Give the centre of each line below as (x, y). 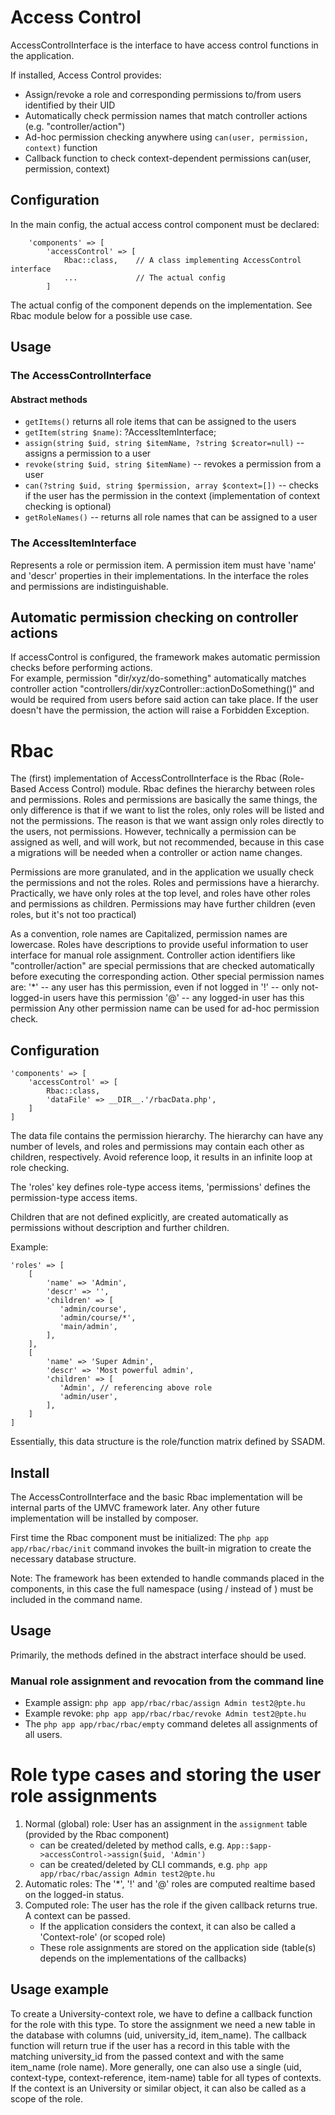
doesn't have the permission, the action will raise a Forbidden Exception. (160, 710)
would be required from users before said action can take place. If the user (164, 700)
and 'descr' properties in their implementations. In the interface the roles (159, 575)
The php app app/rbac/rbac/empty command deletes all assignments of (171, 1724)
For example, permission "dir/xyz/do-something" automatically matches (158, 678)
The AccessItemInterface (73, 543)
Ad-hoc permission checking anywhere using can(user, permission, (167, 137)
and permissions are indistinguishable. (89, 586)
